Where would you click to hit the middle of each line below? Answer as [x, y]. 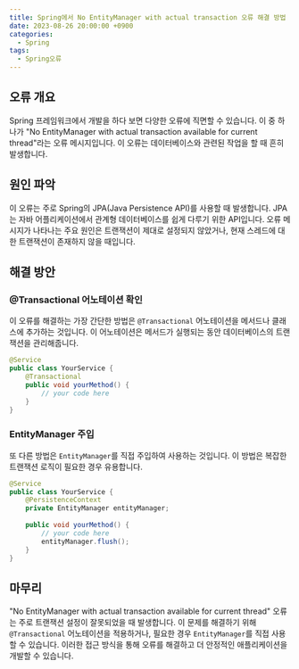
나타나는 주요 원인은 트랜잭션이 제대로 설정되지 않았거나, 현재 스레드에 [154, 230]
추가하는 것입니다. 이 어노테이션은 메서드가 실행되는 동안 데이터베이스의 [149, 332]
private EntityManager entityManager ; [97, 508]
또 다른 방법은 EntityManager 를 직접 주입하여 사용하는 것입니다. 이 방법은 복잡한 [148, 455]
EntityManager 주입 [52, 434]
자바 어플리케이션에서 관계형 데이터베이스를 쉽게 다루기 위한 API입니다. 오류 [149, 219]
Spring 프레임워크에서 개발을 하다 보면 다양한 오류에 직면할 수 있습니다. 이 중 [142, 120]
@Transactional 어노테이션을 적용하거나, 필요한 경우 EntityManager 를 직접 [139, 633]
